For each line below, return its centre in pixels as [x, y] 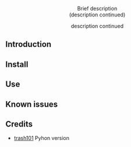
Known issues [32, 104]
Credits [19, 124]
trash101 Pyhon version [42, 138]
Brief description [97, 8]
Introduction [29, 44]
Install [17, 64]
